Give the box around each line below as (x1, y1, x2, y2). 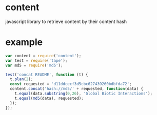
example (5, 36, 43, 48)
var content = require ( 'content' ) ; (5, 53, 82, 58)
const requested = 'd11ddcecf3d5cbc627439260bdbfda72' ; (10, 81, 132, 87)
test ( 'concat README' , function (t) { (5, 72, 88, 77)
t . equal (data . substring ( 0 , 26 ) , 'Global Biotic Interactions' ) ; (14, 91, 153, 96)
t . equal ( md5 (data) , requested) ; (14, 96, 84, 101)
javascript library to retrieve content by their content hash (5, 18, 127, 25)
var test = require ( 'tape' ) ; (5, 58, 68, 63)
